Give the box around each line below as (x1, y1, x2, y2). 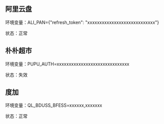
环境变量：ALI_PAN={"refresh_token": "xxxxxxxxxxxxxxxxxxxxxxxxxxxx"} (5, 19, 159, 25)
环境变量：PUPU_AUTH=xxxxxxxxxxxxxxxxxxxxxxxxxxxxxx (5, 60, 130, 67)
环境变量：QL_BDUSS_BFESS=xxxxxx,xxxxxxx (5, 102, 102, 108)
